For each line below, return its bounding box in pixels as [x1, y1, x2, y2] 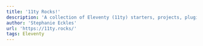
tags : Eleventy [6, 31, 45, 37]
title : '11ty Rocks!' [6, 8, 61, 15]
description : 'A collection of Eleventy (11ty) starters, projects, [6, 14, 182, 20]
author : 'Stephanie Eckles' [6, 20, 77, 26]
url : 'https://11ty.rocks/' [6, 25, 77, 32]
